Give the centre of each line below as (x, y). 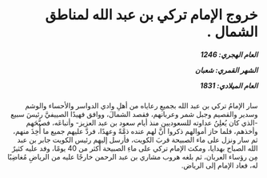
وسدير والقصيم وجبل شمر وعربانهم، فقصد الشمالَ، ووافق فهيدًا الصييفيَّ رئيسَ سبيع (134, 115)
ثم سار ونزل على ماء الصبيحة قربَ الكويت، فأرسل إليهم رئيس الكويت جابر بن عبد (137, 140)
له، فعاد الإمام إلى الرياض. (219, 165)
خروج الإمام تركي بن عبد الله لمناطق (151, 15)
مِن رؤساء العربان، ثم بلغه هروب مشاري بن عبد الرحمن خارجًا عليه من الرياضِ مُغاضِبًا (132, 157)
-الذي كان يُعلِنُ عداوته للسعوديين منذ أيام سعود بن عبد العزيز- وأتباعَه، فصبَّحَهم (142, 123)
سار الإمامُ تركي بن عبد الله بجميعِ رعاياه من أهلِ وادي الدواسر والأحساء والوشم (141, 106)
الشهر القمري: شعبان (226, 70)
